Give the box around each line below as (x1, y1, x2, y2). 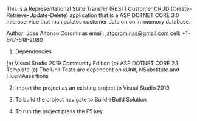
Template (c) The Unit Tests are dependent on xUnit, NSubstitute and (6, 66, 179, 73)
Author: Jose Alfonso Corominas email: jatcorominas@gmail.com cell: (6, 30, 181, 37)
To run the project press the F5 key (15, 108, 103, 114)
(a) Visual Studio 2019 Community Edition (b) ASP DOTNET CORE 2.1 (6, 60, 178, 67)
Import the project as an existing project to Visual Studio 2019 (15, 84, 170, 91)
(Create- (170, 5, 192, 12)
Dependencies (15, 48, 52, 55)
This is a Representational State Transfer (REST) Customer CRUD (6, 5, 170, 12)
